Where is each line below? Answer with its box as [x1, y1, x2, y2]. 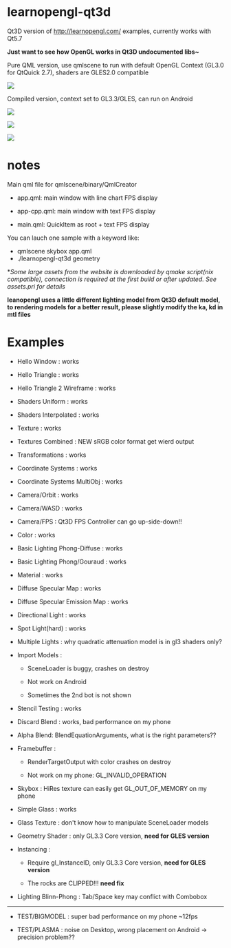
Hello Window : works [16, 357, 80, 365]
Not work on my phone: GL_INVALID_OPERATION [27, 771, 167, 779]
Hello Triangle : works [16, 370, 79, 379]
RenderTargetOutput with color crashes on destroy [27, 757, 171, 765]
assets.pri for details [7, 282, 65, 290]
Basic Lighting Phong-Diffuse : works [16, 544, 123, 552]
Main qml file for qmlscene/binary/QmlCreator [7, 180, 137, 188]
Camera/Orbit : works [16, 491, 79, 499]
